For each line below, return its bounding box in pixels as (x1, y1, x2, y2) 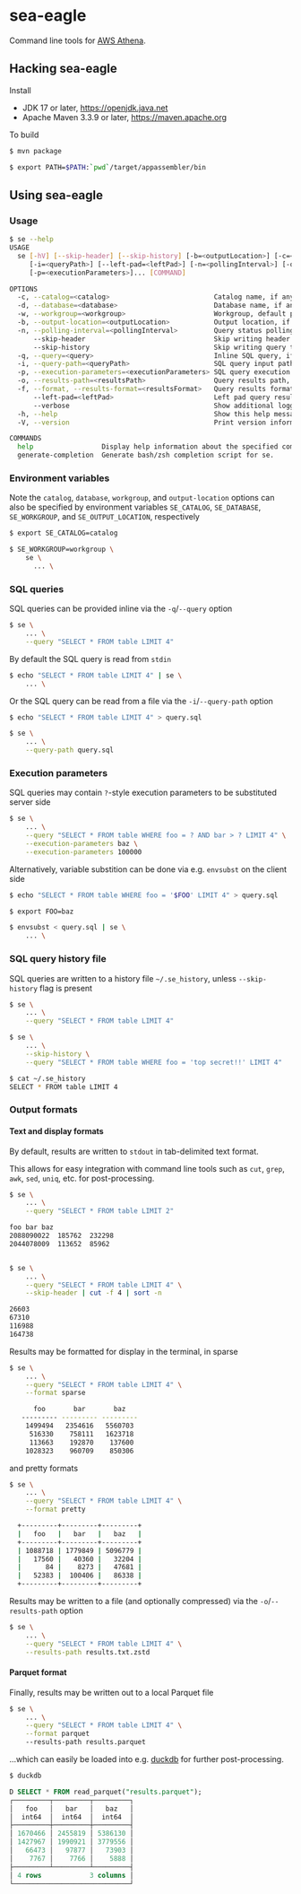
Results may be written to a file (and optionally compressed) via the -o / (9, 1596, 271, 1606)
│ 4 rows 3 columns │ (9, 1871, 134, 1880)
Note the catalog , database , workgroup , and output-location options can (9, 493, 275, 503)
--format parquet (25, 1729, 90, 1739)
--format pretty (25, 1505, 87, 1514)
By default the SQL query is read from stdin (9, 653, 172, 664)
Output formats (9, 1104, 78, 1116)
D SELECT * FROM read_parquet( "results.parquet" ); (9, 1787, 202, 1796)
